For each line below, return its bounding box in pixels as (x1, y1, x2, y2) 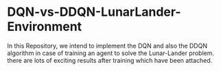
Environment (7, 19, 82, 34)
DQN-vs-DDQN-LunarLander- (7, 4, 181, 20)
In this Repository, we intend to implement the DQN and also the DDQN (7, 41, 208, 50)
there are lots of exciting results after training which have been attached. (7, 56, 213, 64)
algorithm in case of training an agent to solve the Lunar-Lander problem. (7, 49, 215, 57)
